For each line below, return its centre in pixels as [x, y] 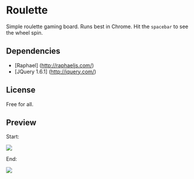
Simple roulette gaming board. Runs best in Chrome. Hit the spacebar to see [97, 26]
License [21, 90]
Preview [21, 122]
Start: [13, 137]
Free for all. [20, 104]
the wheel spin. [25, 32]
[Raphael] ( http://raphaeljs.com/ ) [54, 65]
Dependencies [33, 51]
